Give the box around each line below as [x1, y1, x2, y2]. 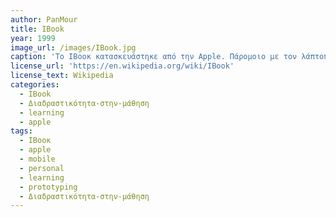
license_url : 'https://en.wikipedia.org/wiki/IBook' [10, 61, 235, 71]
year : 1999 [10, 33, 56, 43]
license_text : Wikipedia [10, 71, 114, 81]
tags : [10, 126, 33, 136]
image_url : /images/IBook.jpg [10, 42, 137, 53]
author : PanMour [10, 14, 78, 25]
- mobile [19, 154, 56, 164]
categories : [10, 80, 60, 90]
